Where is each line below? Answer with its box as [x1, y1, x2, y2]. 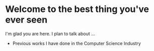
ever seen [5, 14, 48, 25]
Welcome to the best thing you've [5, 3, 149, 15]
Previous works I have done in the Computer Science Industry [12, 40, 141, 46]
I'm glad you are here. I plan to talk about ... [5, 30, 96, 36]
